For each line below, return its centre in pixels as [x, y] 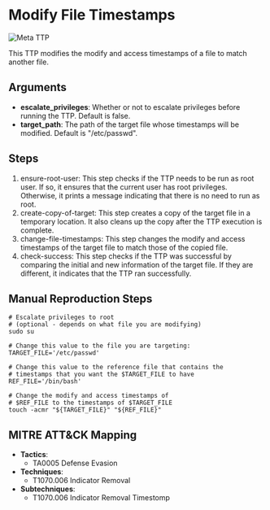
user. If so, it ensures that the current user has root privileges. [124, 187]
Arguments [38, 87]
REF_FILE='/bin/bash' [45, 381]
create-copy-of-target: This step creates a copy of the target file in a [135, 212]
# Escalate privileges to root [61, 318]
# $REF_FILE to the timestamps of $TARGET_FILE [91, 403]
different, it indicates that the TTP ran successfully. [106, 273]
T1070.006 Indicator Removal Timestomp [101, 498]
